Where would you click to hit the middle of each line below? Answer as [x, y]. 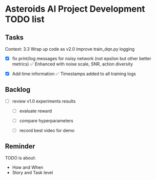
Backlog [18, 90]
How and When [28, 167]
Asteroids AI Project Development [75, 9]
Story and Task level [32, 172]
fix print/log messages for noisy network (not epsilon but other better [82, 59]
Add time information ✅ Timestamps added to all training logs [74, 74]
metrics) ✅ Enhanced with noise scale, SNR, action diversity [72, 64]
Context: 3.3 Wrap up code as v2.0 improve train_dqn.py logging [70, 49]
